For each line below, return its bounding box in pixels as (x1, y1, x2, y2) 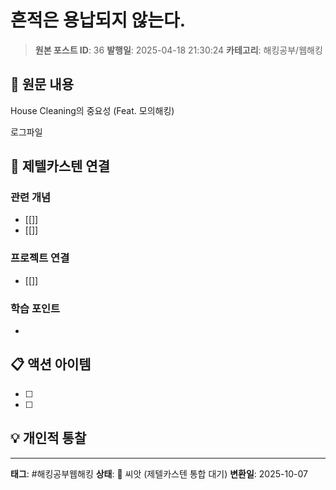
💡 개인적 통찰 (10, 430, 87, 447)
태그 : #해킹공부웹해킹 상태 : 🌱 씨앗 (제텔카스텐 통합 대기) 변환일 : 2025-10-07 (10, 467, 308, 480)
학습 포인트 (10, 301, 61, 315)
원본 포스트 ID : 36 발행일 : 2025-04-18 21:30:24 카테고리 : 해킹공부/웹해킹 (34, 44, 323, 56)
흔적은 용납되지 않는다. (10, 9, 187, 32)
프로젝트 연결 (10, 251, 70, 265)
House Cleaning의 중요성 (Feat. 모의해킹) (10, 104, 175, 116)
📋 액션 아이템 (10, 356, 92, 373)
